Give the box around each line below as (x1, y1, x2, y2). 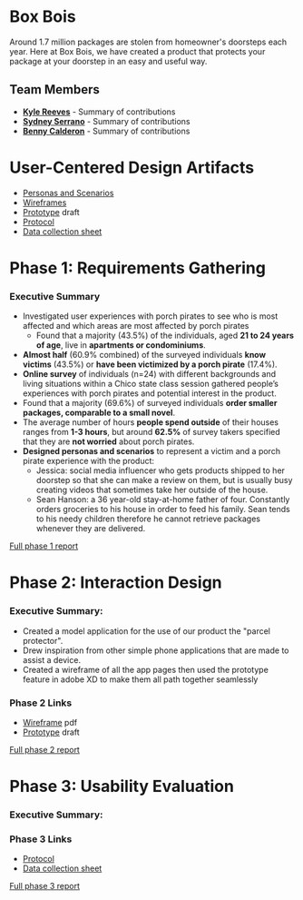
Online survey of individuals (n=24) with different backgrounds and (22, 369, 277, 380)
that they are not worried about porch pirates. (22, 436, 195, 447)
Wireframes (22, 197, 67, 208)
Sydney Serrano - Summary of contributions (22, 115, 191, 126)
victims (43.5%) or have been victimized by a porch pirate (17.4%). (22, 359, 279, 370)
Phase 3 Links (9, 833, 73, 846)
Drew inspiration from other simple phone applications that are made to (22, 645, 289, 656)
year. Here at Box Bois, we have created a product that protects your (9, 45, 266, 56)
